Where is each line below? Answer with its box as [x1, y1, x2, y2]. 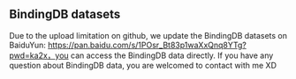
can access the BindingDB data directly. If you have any [70, 50, 274, 61]
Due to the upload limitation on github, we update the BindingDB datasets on [9, 30, 288, 40]
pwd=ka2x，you [9, 50, 69, 61]
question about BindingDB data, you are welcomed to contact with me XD [9, 60, 277, 70]
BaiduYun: [9, 39, 47, 50]
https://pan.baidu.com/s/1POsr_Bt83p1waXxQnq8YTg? [47, 39, 247, 50]
